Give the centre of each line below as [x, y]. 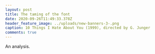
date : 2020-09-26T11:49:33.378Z [39, 19]
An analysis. [18, 46]
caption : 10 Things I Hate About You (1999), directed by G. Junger [78, 28]
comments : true [21, 32]
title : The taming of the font [38, 14]
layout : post [19, 10]
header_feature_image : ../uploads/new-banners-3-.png [62, 23]
